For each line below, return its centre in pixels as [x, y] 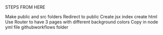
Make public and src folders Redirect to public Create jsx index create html [81, 17]
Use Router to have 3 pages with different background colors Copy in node [82, 22]
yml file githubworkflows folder [37, 27]
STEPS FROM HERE [25, 7]
